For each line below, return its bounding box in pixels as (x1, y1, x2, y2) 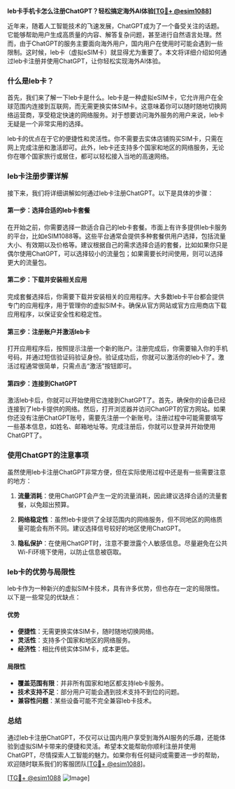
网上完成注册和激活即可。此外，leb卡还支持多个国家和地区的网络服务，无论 (7, 143, 225, 152)
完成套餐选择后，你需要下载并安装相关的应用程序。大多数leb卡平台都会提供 (7, 293, 225, 300)
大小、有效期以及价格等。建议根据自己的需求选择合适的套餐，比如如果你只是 (7, 240, 228, 248)
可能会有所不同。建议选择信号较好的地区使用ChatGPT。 (23, 524, 185, 532)
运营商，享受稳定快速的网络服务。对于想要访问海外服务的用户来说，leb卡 (13, 111, 225, 119)
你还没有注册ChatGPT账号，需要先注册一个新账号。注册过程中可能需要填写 (7, 413, 224, 422)
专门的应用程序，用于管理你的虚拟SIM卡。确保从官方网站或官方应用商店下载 (7, 301, 227, 310)
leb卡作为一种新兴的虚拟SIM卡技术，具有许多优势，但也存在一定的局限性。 (7, 584, 224, 592)
